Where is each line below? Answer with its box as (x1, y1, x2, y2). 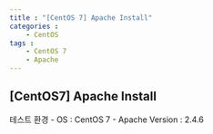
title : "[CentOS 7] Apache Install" (9, 13, 153, 23)
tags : (9, 38, 35, 48)
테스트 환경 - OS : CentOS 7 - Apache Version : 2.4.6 (9, 114, 205, 125)
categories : (9, 22, 59, 31)
